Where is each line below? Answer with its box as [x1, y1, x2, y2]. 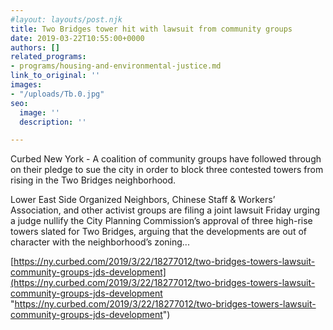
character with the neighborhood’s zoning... [10, 236, 190, 248]
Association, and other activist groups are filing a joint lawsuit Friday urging [10, 204, 321, 216]
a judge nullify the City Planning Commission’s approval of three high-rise [10, 215, 313, 227]
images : [10, 80, 43, 90]
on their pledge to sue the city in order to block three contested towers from [10, 164, 324, 176]
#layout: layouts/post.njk [10, 14, 123, 25]
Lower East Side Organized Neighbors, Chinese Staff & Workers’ [10, 194, 276, 206]
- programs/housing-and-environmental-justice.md [10, 61, 222, 71]
